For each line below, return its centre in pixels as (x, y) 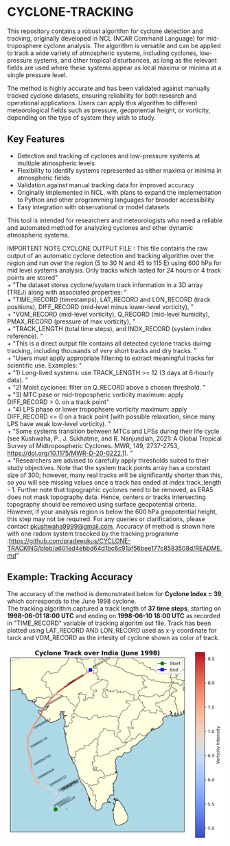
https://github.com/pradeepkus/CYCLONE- (70, 540)
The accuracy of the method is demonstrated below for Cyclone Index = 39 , (115, 593)
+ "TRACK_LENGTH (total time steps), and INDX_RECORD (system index (109, 328)
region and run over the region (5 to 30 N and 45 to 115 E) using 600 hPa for (114, 263)
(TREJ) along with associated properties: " (67, 292)
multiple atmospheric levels (56, 163)
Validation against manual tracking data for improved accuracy (105, 185)
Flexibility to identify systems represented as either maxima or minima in (119, 170)
